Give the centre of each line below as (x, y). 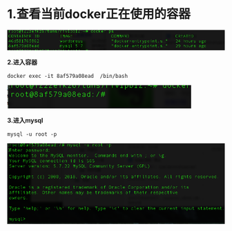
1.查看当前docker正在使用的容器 (99, 14)
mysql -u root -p (32, 134)
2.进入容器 (22, 62)
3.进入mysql (25, 121)
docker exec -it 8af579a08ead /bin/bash (68, 77)
